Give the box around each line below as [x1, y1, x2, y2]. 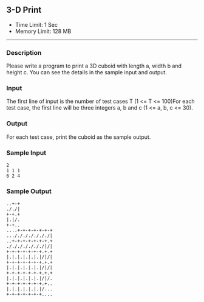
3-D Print [6, 5, 42, 15]
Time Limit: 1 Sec [15, 21, 58, 28]
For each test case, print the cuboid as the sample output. [6, 133, 151, 141]
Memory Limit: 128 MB [15, 27, 72, 35]
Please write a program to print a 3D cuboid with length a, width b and [6, 62, 182, 69]
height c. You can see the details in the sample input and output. [6, 69, 167, 76]
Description [6, 48, 42, 57]
